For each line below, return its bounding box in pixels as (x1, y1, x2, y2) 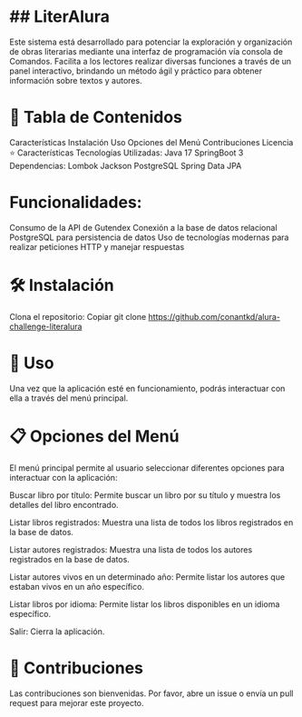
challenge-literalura (9, 321, 83, 332)
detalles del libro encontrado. (9, 499, 120, 510)
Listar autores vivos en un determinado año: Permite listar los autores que (9, 571, 286, 583)
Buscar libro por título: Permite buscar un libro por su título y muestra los (9, 489, 281, 501)
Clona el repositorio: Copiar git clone (9, 311, 147, 322)
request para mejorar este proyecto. (9, 697, 144, 708)
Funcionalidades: (9, 193, 142, 213)
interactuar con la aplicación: (9, 472, 118, 483)
